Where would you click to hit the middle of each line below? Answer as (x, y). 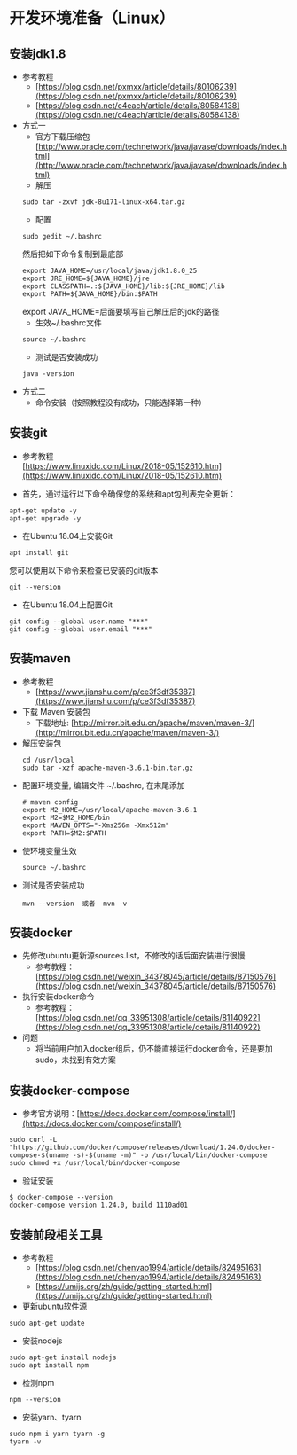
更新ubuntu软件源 (55, 1306)
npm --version (35, 1400)
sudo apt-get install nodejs (63, 1357)
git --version (35, 587)
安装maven (40, 658)
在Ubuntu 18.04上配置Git (67, 605)
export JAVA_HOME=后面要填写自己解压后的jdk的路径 (121, 312)
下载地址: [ (55, 723)
